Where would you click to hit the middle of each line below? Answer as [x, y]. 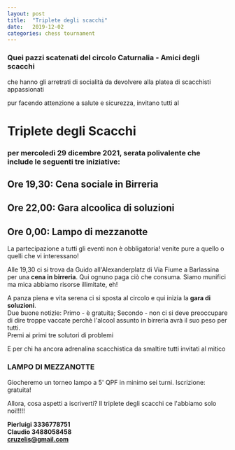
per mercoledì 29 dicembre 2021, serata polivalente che [104, 153]
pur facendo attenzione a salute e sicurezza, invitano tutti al [93, 103]
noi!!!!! [16, 411]
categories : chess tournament [51, 33]
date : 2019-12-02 [36, 27]
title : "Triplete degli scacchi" [58, 20]
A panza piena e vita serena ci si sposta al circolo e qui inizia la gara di [109, 298]
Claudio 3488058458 [40, 432]
